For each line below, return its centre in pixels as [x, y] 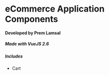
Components [32, 19]
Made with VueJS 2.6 [27, 44]
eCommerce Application [55, 9]
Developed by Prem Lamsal [33, 33]
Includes [14, 56]
